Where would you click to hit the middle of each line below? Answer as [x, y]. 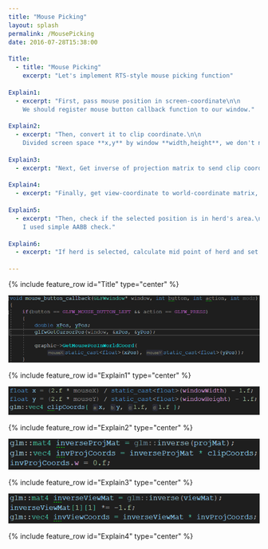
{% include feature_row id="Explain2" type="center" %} [100, 427]
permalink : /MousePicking [51, 33]
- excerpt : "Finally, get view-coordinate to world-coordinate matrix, [137, 194]
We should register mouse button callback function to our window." [139, 109]
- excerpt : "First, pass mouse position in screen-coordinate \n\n [128, 101]
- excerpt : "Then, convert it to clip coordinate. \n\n [108, 135]
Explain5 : [25, 210]
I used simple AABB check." [69, 227]
